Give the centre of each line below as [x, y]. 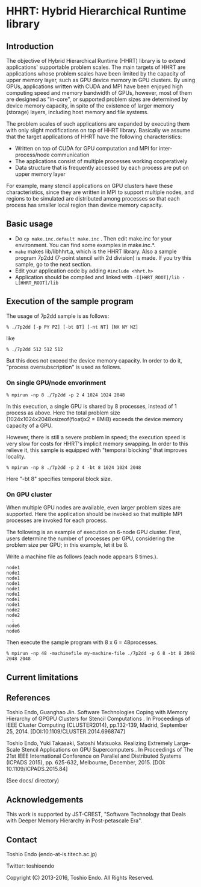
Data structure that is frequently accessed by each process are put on [102, 168]
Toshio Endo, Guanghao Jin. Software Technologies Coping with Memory [97, 712]
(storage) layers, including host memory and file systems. [78, 112]
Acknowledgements [45, 800]
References [28, 698]
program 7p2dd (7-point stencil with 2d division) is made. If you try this [103, 257]
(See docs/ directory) [33, 781]
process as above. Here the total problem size [63, 413]
